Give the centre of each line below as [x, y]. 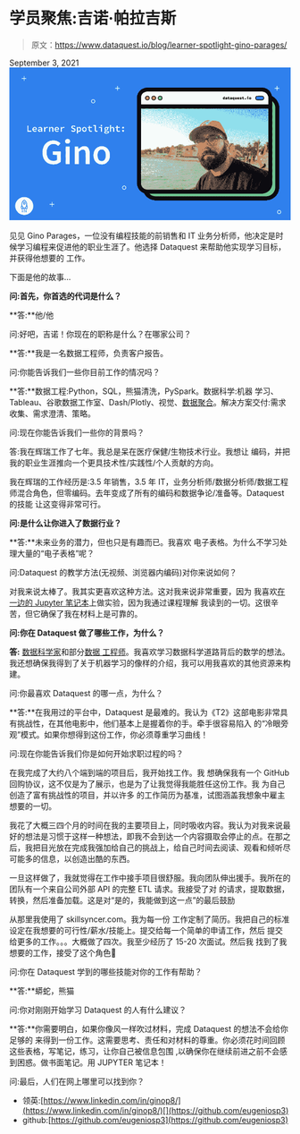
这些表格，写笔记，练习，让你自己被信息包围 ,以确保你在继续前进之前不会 [144, 1051]
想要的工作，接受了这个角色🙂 [63, 952]
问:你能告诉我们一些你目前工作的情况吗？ [85, 371]
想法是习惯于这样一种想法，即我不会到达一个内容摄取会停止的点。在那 [154, 836]
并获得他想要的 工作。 [50, 258]
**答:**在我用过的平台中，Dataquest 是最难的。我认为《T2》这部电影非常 [145, 712]
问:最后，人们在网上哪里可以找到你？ [77, 1081]
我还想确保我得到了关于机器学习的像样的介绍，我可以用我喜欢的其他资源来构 [150, 662]
